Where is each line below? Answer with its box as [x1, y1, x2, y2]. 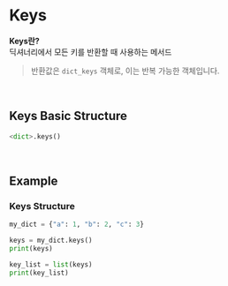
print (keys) [9, 245, 53, 253]
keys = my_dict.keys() [9, 236, 93, 245]
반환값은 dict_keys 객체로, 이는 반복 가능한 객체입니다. [30, 65, 220, 76]
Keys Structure [9, 199, 75, 212]
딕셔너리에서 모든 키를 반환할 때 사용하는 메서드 [9, 46, 172, 57]
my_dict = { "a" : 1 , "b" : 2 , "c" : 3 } [9, 220, 144, 230]
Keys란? [9, 35, 40, 46]
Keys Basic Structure [9, 109, 128, 124]
